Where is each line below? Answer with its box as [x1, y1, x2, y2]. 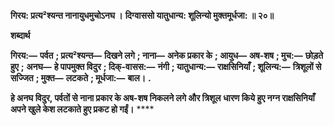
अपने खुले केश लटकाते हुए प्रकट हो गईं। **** [10, 103, 155, 115]
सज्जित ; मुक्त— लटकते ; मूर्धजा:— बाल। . [10, 72, 152, 84]
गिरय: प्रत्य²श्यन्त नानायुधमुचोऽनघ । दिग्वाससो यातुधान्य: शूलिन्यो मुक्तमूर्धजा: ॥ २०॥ [10, 10, 274, 21]
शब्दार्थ [10, 30, 31, 41]
